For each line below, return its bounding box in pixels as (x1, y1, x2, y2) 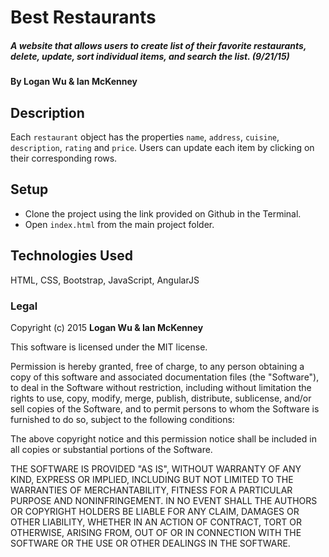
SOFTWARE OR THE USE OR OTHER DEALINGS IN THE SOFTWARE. (10, 537, 291, 549)
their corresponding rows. (10, 152, 118, 164)
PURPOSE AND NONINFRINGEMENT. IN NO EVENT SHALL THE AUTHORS (10, 494, 318, 506)
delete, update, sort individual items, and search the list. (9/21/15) (10, 50, 290, 62)
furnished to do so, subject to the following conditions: (10, 413, 235, 425)
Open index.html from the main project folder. (24, 218, 215, 230)
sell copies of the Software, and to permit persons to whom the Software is (10, 402, 320, 415)
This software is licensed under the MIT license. (10, 341, 208, 353)
